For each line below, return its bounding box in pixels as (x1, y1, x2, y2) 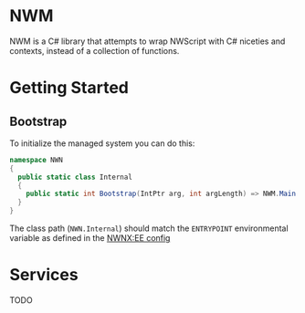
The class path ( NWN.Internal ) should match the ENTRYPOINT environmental (9, 223, 289, 234)
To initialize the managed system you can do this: (9, 138, 195, 149)
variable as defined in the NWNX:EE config (9, 233, 171, 244)
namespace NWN (9, 155, 64, 164)
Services (9, 265, 79, 286)
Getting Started (9, 78, 130, 99)
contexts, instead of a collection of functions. (9, 45, 180, 56)
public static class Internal (17, 172, 132, 182)
